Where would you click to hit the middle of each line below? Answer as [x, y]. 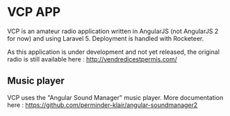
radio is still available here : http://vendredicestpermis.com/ [92, 59]
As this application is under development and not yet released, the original [114, 52]
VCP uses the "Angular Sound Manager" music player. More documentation [115, 97]
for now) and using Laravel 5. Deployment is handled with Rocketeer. [106, 38]
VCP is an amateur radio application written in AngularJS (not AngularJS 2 [113, 31]
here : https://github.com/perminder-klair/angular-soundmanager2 [102, 105]
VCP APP [34, 12]
